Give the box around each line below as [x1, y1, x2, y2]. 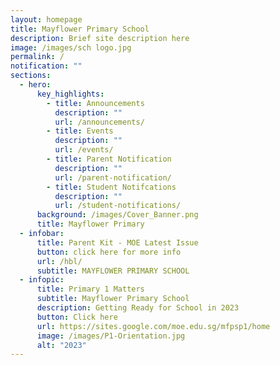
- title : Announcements [46, 98, 145, 108]
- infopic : [19, 275, 65, 285]
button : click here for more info [36, 247, 182, 257]
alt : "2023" [36, 340, 87, 350]
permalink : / [10, 52, 65, 62]
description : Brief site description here [10, 33, 190, 43]
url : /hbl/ [36, 256, 83, 266]
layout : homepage [10, 14, 83, 25]
